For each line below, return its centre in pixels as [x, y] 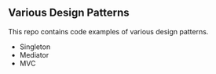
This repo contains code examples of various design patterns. [108, 31]
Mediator [34, 55]
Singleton [35, 47]
